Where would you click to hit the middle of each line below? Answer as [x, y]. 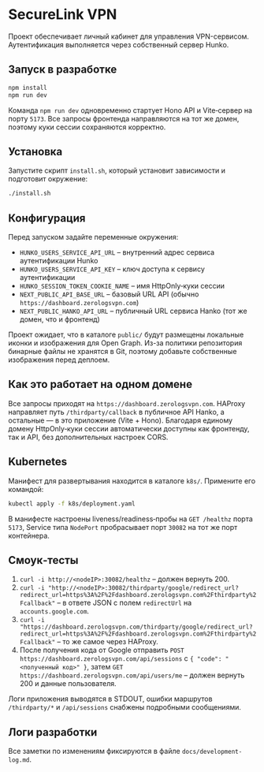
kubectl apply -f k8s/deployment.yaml [72, 503]
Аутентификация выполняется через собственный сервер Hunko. [119, 44]
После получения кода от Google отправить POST [102, 650]
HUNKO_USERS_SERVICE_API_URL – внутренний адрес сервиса [117, 252]
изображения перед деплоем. [59, 360]
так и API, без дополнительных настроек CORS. [88, 437]
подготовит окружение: [48, 179]
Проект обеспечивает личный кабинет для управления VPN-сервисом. [129, 36]
